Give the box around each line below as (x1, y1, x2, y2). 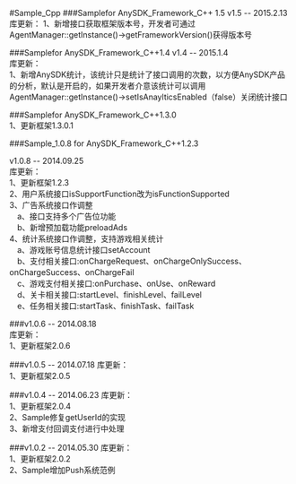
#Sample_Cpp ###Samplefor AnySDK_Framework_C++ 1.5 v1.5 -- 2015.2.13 (9, 8, 288, 18)
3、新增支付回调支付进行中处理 (9, 423, 125, 434)
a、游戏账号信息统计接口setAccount (17, 245, 151, 255)
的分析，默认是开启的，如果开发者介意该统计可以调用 (9, 81, 206, 91)
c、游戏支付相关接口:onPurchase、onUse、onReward (17, 278, 216, 289)
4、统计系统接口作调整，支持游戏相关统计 (9, 233, 164, 244)
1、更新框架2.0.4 (9, 401, 72, 411)
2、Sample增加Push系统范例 (9, 465, 116, 475)
